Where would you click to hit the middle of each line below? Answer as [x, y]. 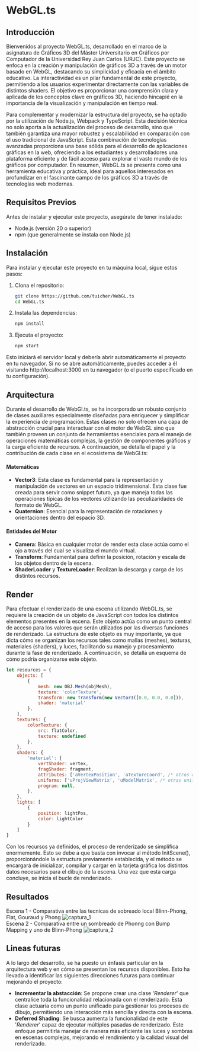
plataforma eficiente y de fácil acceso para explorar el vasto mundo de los [97, 159]
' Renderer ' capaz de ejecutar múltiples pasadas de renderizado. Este [99, 1024]
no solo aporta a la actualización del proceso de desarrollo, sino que [89, 127]
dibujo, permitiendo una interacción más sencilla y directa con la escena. [104, 1012]
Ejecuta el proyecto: [39, 335]
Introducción [31, 32]
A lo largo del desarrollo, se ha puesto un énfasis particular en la [85, 963]
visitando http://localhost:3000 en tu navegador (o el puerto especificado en [99, 370]
